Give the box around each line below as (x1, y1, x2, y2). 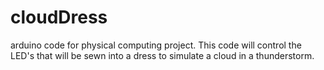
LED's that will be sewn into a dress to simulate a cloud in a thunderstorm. (10, 49, 315, 61)
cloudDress (10, 6, 108, 29)
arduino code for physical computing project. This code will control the (10, 39, 302, 51)
